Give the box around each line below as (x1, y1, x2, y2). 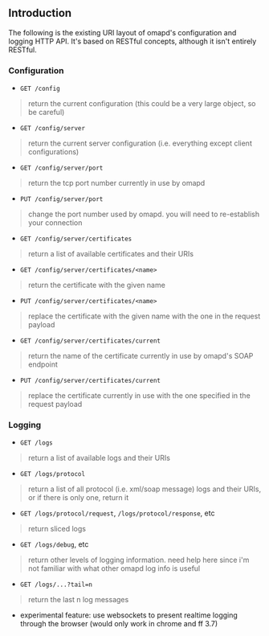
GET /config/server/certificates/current (19, 337, 161, 345)
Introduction (8, 6, 72, 20)
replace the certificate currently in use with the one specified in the (27, 391, 251, 400)
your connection (27, 218, 83, 228)
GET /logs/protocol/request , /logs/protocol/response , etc (19, 508, 215, 518)
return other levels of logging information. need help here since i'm (27, 555, 250, 565)
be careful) (27, 108, 65, 117)
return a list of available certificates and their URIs (27, 249, 194, 259)
